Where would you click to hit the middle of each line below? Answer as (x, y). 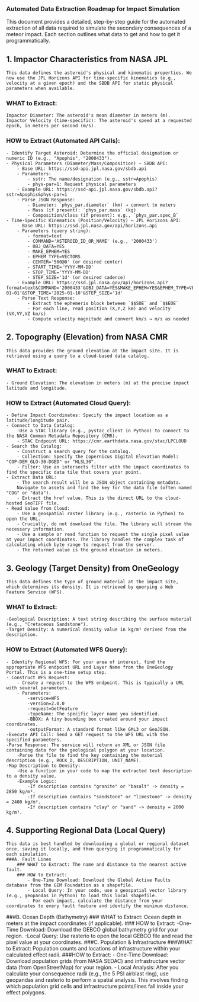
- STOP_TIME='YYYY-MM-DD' (60, 272)
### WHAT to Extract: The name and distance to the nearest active (102, 865)
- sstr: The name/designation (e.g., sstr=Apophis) (93, 179)
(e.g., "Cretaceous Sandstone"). (47, 624)
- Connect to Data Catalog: (41, 426)
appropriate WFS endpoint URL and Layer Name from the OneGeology (90, 667)
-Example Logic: (37, 781)
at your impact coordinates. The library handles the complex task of (95, 540)
